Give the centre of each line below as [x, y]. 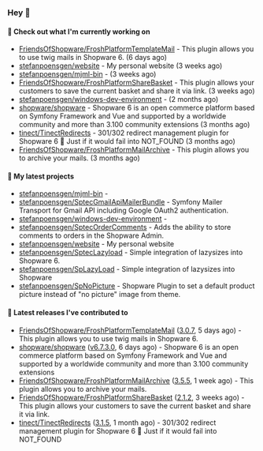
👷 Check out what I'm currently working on [79, 32]
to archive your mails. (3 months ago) [80, 158]
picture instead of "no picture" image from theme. [100, 295]
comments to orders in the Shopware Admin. [91, 235]
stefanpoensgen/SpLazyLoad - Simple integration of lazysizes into [127, 269]
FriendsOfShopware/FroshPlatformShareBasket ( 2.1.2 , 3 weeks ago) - [131, 397]
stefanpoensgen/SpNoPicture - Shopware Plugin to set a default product [137, 286]
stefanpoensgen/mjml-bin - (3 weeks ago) [87, 74]
